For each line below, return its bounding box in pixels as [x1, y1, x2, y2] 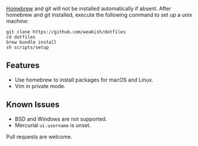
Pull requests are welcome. [6, 133, 72, 140]
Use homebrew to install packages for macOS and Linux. [14, 76, 154, 83]
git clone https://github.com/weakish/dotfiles [6, 29, 126, 35]
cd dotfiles [6, 34, 36, 40]
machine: [6, 18, 29, 24]
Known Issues [6, 100, 60, 110]
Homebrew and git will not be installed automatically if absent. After [6, 5, 171, 12]
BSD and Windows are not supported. [14, 115, 107, 122]
